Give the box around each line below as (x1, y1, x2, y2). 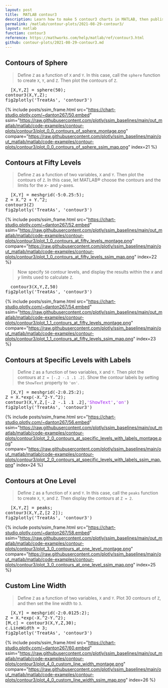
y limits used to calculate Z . (17, 274, 73, 280)
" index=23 (133, 336, 156, 342)
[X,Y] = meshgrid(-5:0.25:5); (10, 192, 84, 198)
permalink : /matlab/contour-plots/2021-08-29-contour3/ (5, 21, 124, 27)
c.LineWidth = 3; (5, 625, 47, 631)
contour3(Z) (5, 202, 34, 208)
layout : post (5, 7, 32, 13)
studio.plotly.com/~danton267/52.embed (5, 222, 90, 228)
